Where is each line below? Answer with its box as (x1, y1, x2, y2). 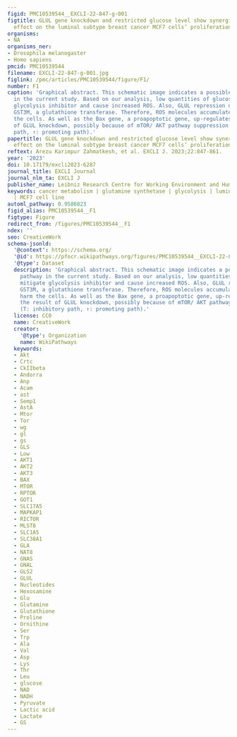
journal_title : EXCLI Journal (7, 167, 97, 175)
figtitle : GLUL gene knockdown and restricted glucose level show (7, 17, 207, 24)
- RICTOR (13, 516, 39, 523)
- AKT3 (13, 470, 33, 477)
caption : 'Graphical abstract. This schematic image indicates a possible (7, 89, 232, 96)
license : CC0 (13, 312, 52, 320)
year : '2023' (7, 155, 46, 162)
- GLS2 (13, 568, 33, 575)
